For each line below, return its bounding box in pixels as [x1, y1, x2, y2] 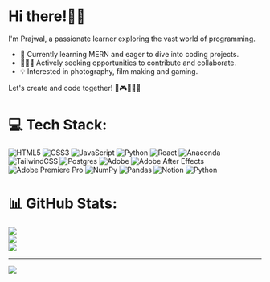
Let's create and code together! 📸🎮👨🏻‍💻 [8, 83, 141, 92]
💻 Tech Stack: [8, 116, 108, 134]
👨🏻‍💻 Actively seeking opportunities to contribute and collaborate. [19, 58, 237, 67]
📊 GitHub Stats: [8, 194, 118, 213]
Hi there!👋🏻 [8, 7, 86, 26]
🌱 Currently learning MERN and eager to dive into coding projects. [19, 49, 239, 59]
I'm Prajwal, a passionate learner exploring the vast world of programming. [8, 34, 256, 43]
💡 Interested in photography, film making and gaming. [19, 66, 198, 76]
